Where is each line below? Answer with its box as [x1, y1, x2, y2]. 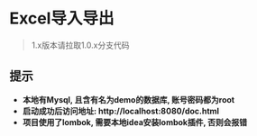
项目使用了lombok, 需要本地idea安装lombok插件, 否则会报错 [22, 116, 248, 127]
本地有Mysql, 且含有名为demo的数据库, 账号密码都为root [22, 94, 235, 104]
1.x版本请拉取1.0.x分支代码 [31, 40, 130, 50]
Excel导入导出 [9, 8, 115, 29]
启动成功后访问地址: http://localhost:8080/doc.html [22, 105, 219, 116]
